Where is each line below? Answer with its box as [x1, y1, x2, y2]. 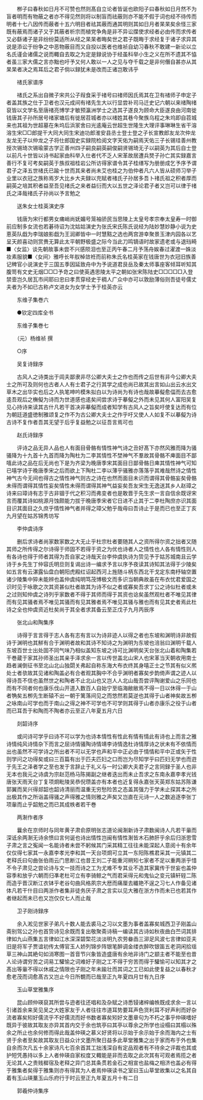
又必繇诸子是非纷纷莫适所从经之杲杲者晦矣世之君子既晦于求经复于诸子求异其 [6, 36, 197, 42]
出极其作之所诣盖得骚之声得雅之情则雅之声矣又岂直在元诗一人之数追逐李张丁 [6, 794, 197, 800]
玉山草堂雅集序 [16, 986, 54, 993]
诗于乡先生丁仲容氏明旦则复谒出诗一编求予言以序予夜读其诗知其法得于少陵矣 [6, 561, 197, 568]
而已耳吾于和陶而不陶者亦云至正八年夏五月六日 [6, 707, 123, 714]
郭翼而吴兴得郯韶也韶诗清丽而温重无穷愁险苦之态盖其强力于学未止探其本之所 [6, 786, 197, 793]
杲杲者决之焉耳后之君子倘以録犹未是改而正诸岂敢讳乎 [6, 66, 139, 73]
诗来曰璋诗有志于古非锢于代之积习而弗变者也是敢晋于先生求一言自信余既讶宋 [6, 490, 197, 497]
